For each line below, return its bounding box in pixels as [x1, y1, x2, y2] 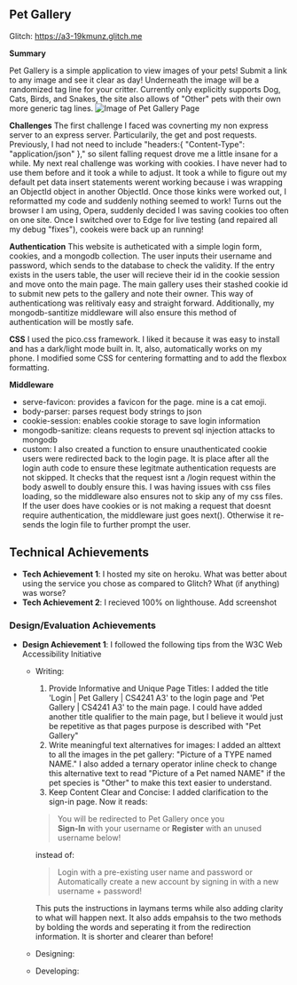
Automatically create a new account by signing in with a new [57, 876, 279, 886]
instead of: [35, 849, 75, 860]
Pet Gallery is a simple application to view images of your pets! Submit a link [9, 65, 288, 75]
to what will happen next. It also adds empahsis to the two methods [35, 912, 282, 923]
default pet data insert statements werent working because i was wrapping [9, 177, 284, 187]
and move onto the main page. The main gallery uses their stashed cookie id [9, 279, 288, 290]
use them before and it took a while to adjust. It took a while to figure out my [9, 167, 287, 178]
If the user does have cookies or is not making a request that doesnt [21, 500, 272, 511]
